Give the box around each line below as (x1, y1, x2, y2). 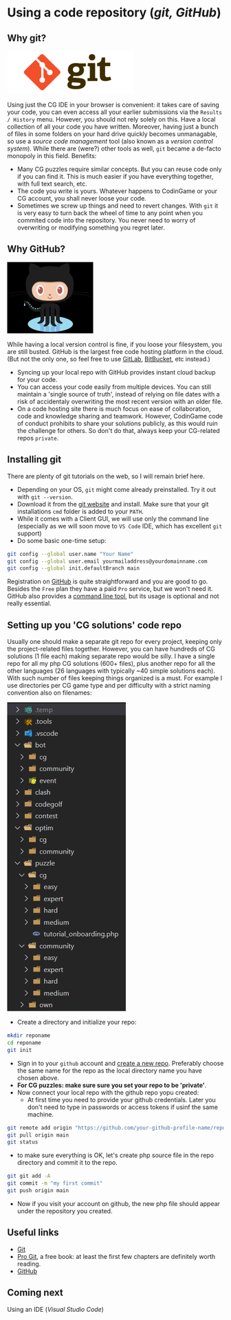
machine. (27, 1110, 54, 1118)
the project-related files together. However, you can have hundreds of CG (7, 645, 215, 653)
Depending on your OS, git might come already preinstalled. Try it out (16, 485, 217, 493)
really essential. (7, 599, 52, 607)
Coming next (7, 1287, 63, 1299)
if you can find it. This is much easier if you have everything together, (16, 172, 214, 180)
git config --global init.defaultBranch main (7, 565, 140, 572)
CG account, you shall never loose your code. (16, 194, 146, 202)
